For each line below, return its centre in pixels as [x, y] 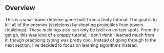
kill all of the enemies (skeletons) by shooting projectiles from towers [74, 25]
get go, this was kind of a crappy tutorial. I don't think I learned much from [80, 35]
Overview [20, 8]
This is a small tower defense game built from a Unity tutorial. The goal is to [81, 19]
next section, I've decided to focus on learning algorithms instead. [72, 45]
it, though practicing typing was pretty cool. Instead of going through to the [81, 40]
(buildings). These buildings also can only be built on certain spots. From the [82, 30]
